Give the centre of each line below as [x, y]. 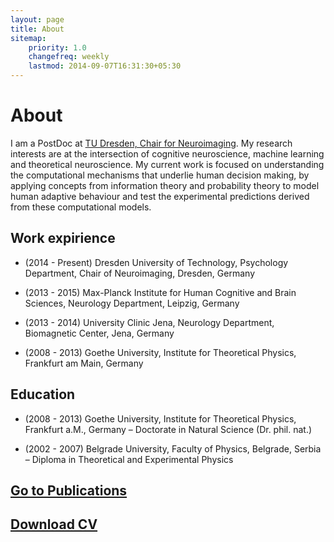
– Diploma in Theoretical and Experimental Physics [129, 459]
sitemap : [28, 38]
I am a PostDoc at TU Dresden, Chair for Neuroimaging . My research [151, 143]
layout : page [37, 19]
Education [43, 394]
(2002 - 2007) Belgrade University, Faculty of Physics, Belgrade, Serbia [173, 448]
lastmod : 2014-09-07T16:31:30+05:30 [105, 66]
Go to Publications [69, 490]
